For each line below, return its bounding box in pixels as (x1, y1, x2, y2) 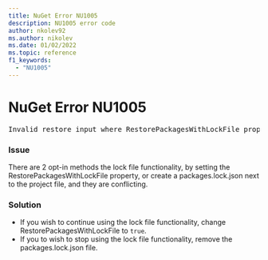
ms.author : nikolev (8, 34, 73, 42)
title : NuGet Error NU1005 (8, 11, 98, 20)
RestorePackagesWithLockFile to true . (19, 226, 147, 236)
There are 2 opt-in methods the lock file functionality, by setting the (8, 162, 231, 172)
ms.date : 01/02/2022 (8, 42, 77, 50)
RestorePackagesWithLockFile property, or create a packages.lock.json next (8, 170, 259, 180)
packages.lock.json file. (19, 243, 98, 253)
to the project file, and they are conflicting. (8, 179, 148, 189)
